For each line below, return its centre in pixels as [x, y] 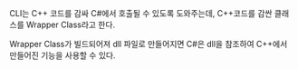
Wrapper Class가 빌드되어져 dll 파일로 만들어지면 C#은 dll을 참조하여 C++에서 [149, 44]
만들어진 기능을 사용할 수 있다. [62, 55]
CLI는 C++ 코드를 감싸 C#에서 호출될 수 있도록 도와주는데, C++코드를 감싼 [141, 13]
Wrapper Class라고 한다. [71, 25]
